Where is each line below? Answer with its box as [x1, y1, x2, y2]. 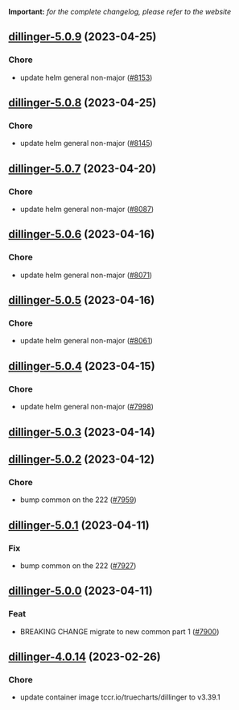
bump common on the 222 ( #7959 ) [19, 495, 137, 504]
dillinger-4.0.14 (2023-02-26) [8, 650, 161, 663]
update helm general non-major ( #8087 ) [19, 205, 155, 214]
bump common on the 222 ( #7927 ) [19, 560, 137, 571]
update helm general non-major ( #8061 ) [19, 336, 153, 346]
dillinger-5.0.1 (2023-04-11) [8, 518, 150, 532]
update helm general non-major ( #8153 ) [19, 73, 153, 82]
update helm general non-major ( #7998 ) [19, 402, 155, 412]
